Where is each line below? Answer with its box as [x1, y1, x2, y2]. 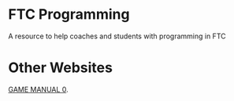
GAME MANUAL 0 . [8, 85, 69, 94]
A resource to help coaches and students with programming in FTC [8, 31, 226, 41]
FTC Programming [8, 5, 130, 23]
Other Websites [8, 59, 113, 77]
